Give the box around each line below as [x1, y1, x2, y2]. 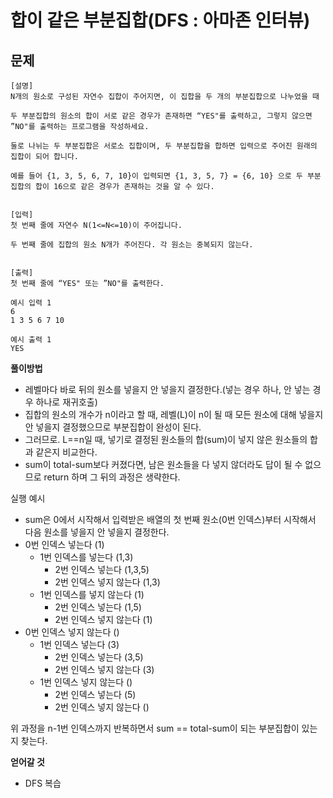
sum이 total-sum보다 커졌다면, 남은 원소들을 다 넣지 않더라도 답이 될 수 [24, 459, 303, 470]
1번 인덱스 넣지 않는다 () [39, 676, 133, 688]
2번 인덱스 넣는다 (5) [54, 689, 137, 700]
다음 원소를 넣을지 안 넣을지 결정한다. [24, 526, 170, 538]
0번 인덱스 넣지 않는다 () [24, 626, 120, 638]
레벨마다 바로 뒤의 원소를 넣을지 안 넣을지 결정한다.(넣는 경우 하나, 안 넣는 [24, 384, 311, 395]
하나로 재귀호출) [35, 396, 98, 408]
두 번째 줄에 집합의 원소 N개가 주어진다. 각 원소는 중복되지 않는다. [10, 240, 254, 250]
